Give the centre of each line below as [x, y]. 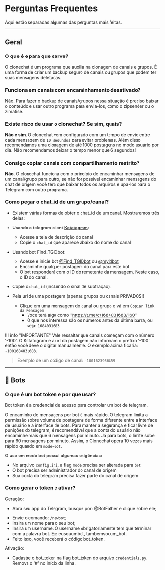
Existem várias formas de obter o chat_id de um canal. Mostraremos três [86, 213]
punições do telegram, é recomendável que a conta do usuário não [73, 430]
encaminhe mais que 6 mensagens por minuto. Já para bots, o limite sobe [80, 435]
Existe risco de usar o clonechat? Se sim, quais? [64, 124]
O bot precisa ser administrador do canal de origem [64, 470]
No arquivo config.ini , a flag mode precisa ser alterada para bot [77, 465]
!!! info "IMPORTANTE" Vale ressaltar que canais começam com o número [80, 335]
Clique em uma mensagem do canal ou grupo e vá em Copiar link [87, 306]
